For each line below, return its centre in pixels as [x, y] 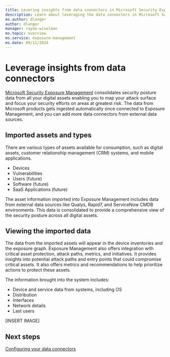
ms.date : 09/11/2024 [27, 43]
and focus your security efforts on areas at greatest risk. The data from [79, 103]
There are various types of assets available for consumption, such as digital [84, 147]
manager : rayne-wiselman [31, 29]
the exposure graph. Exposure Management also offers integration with [79, 248]
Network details [29, 305]
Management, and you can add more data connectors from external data [81, 114]
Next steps [23, 337]
